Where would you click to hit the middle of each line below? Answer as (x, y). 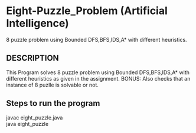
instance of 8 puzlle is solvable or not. (53, 85)
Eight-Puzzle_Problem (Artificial (87, 11)
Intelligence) (37, 23)
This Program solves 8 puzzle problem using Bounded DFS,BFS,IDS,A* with (98, 72)
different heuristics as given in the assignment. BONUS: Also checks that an (98, 78)
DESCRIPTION (32, 58)
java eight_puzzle (27, 124)
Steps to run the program (53, 103)
